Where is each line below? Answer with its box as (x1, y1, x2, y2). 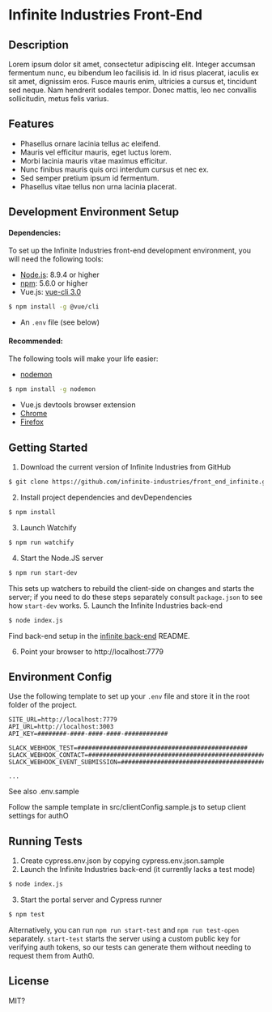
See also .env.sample (8, 787, 79, 797)
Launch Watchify (19, 522, 77, 532)
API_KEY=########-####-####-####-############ (8, 730, 168, 738)
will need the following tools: (8, 254, 104, 264)
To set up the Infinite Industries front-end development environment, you (8, 245, 252, 256)
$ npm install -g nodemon (8, 385, 96, 393)
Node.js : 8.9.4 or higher (19, 270, 100, 280)
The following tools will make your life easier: (8, 354, 159, 364)
